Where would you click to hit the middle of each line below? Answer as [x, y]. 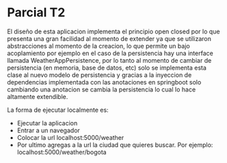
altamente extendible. [38, 96]
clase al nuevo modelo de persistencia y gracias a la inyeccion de [99, 75]
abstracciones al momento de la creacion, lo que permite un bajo [98, 46]
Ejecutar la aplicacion [47, 123]
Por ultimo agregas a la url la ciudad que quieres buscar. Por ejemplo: [115, 145]
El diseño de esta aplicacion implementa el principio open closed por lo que [113, 31]
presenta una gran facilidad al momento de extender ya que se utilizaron [109, 38]
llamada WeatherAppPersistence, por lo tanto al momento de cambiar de [109, 60]
